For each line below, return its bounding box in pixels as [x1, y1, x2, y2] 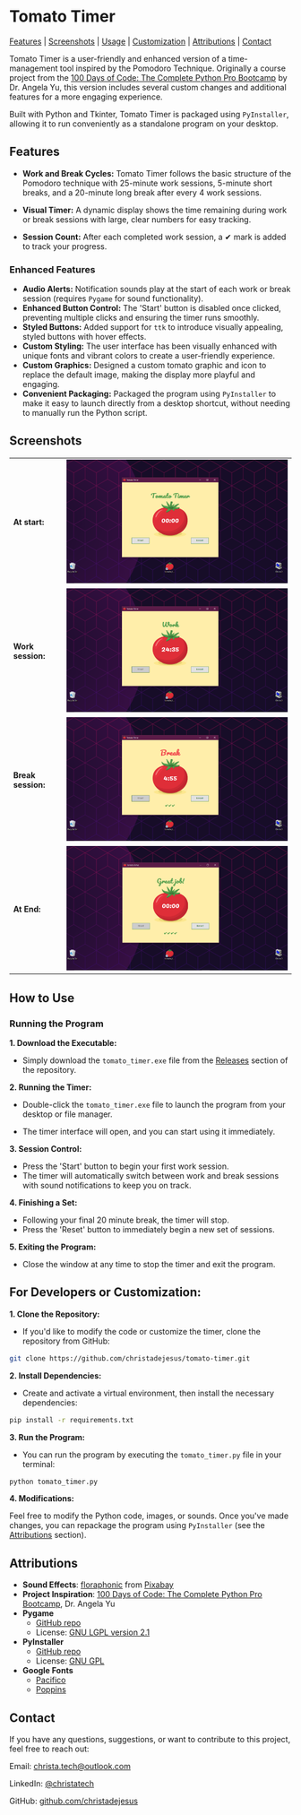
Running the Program [9, 1017, 105, 1030]
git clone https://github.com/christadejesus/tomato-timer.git [9, 1353, 251, 1363]
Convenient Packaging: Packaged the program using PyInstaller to [21, 388, 276, 400]
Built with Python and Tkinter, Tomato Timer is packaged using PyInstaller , [9, 108, 289, 119]
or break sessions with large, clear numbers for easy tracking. [21, 213, 252, 225]
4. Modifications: [9, 1493, 74, 1504]
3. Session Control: [9, 1144, 82, 1154]
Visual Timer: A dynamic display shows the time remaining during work [21, 204, 288, 215]
